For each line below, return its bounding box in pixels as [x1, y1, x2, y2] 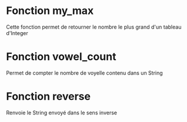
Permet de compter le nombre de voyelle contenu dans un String [6, 69, 163, 76]
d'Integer [6, 29, 28, 36]
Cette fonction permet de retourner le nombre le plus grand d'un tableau [6, 23, 182, 30]
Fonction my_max [6, 4, 94, 18]
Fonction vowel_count [6, 50, 116, 64]
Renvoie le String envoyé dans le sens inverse [6, 109, 118, 116]
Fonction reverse [6, 90, 91, 103]
